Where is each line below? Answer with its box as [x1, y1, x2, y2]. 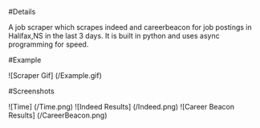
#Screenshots [8, 86, 55, 96]
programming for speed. [8, 39, 89, 49]
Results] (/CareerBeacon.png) [8, 110, 108, 120]
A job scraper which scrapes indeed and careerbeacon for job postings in [8, 23, 253, 31]
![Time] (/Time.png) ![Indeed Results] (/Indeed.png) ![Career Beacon [8, 102, 235, 111]
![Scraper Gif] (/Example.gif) [8, 71, 103, 80]
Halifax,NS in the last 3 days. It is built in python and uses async [8, 31, 220, 40]
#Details [8, 7, 36, 16]
